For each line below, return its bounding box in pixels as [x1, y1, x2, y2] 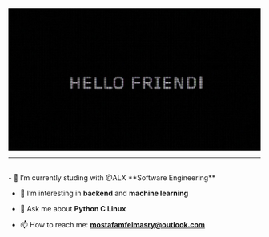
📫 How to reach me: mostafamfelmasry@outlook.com [19, 219, 206, 229]
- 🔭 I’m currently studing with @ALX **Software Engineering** [8, 172, 216, 183]
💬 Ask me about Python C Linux [19, 203, 126, 213]
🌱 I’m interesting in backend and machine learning [19, 188, 189, 198]
